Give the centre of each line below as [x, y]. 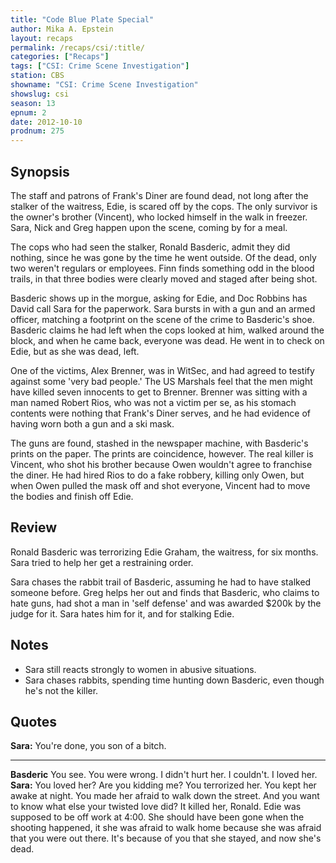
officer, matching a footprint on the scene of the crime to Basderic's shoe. [162, 319]
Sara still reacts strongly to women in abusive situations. [140, 669]
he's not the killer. [61, 690]
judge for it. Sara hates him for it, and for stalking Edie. [122, 613]
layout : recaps [42, 38]
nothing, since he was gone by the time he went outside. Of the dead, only [163, 257]
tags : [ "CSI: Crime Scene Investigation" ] [100, 66]
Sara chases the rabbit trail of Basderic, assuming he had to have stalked [161, 582]
